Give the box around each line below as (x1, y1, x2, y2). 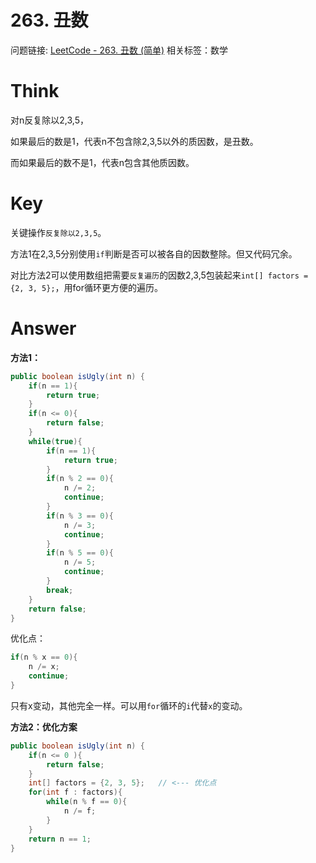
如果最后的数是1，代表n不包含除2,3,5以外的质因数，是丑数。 (10, 135, 259, 147)
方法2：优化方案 (10, 721, 78, 733)
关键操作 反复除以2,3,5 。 (10, 226, 107, 238)
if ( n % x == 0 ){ (10, 652, 78, 663)
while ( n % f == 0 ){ (46, 797, 128, 807)
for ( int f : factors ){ (28, 787, 123, 798)
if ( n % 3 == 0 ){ (46, 511, 114, 521)
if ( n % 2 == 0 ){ (46, 474, 114, 484)
